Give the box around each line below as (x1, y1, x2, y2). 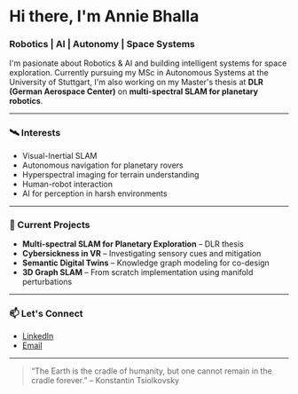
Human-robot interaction (21, 178, 114, 189)
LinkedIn (21, 331, 54, 342)
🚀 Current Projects (9, 218, 90, 231)
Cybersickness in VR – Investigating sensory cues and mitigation (21, 248, 262, 259)
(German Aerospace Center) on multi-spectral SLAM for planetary (9, 86, 259, 97)
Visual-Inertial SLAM (21, 150, 98, 161)
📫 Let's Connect (9, 308, 83, 319)
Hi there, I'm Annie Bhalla (9, 6, 200, 27)
